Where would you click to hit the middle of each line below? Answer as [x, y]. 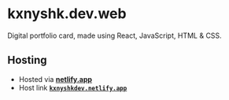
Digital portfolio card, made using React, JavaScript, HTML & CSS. [114, 35]
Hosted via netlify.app [55, 79]
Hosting [28, 60]
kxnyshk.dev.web [67, 14]
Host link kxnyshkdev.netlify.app [73, 87]
